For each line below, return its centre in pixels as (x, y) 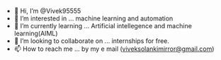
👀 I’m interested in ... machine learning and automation (93, 18)
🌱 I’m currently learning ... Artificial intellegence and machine (103, 26)
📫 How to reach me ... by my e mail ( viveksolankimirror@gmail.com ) (114, 49)
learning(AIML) (36, 33)
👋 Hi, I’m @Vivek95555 (47, 11)
